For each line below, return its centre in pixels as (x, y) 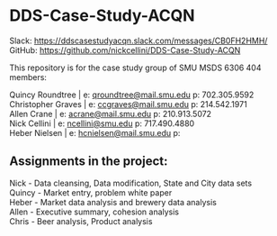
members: (28, 77)
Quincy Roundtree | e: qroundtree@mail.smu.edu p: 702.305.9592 (132, 95)
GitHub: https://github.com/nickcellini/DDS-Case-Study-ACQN (125, 50)
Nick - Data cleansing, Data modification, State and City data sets (131, 183)
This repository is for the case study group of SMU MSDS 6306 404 (135, 68)
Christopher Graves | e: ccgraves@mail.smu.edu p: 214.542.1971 (128, 104)
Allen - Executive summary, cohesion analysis (94, 212)
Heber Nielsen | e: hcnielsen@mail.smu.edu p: (95, 132)
